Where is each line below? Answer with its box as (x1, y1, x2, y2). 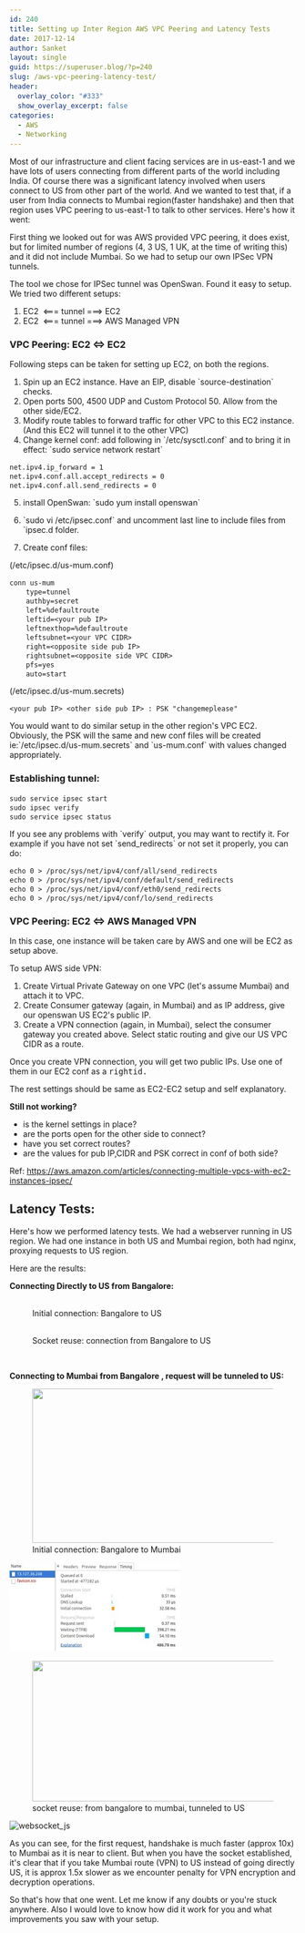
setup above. (9, 946, 59, 956)
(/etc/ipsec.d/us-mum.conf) (9, 560, 114, 571)
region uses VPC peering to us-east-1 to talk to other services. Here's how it (9, 205, 296, 216)
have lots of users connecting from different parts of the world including (9, 166, 280, 177)
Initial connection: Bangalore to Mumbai (32, 1544, 181, 1555)
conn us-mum (9, 578, 55, 588)
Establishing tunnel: (9, 772, 100, 785)
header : (9, 82, 39, 91)
